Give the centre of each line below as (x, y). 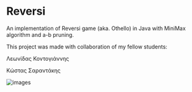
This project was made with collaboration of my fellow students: (87, 47)
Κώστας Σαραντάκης (34, 70)
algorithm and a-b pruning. (40, 34)
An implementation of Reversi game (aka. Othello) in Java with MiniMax (96, 28)
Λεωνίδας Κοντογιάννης (38, 58)
